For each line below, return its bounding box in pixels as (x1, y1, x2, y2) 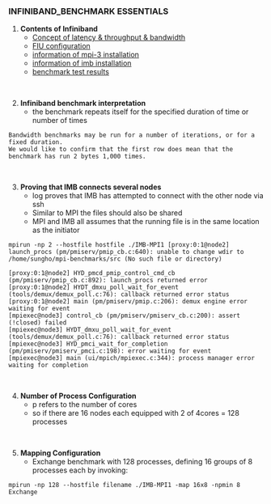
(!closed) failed (8, 319, 67, 327)
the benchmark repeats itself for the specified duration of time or (32, 107, 249, 116)
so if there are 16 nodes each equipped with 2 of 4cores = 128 (32, 409, 240, 418)
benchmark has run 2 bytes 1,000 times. (8, 152, 147, 161)
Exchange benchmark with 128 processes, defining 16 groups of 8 (32, 457, 253, 467)
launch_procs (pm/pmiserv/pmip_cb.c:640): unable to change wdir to (8, 248, 244, 256)
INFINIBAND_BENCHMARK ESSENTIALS (8, 6, 169, 17)
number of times (32, 116, 87, 125)
